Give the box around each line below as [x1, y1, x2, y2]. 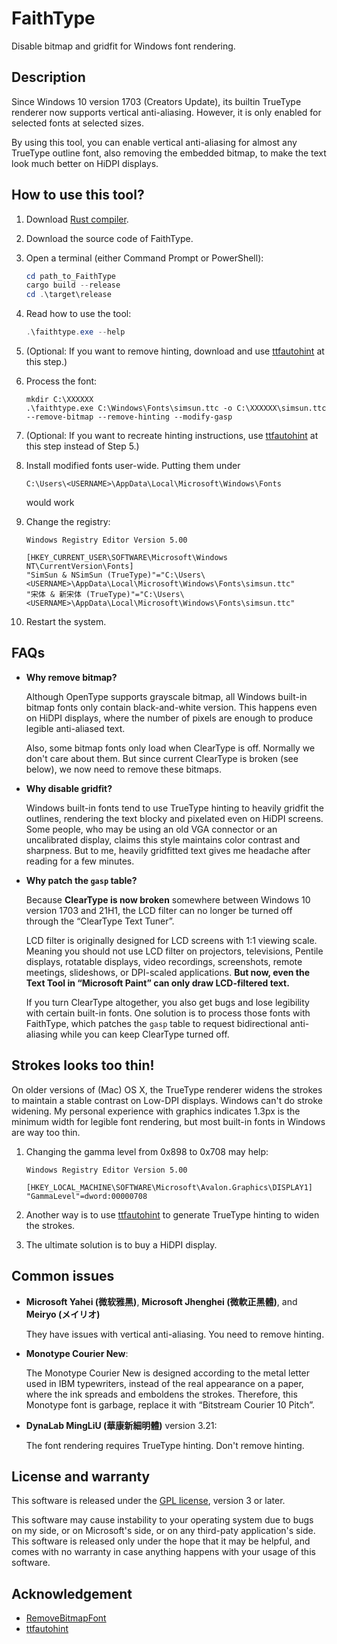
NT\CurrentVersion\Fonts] [25, 562, 134, 572]
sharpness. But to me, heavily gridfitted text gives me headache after [25, 844, 311, 856]
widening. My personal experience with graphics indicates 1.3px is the [11, 1105, 301, 1117]
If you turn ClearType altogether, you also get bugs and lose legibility [25, 996, 310, 1008]
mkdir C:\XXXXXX [25, 395, 94, 405]
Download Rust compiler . [25, 213, 129, 225]
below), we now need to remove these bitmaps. [25, 763, 223, 775]
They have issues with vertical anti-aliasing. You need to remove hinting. [25, 1328, 325, 1340]
